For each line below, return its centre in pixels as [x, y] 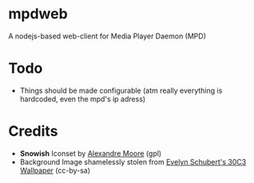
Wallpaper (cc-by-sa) [55, 170]
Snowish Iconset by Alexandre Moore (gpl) [91, 153]
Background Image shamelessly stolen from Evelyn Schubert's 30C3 [133, 161]
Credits [33, 131]
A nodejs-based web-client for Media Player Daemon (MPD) [107, 36]
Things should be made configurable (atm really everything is [121, 90]
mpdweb [38, 14]
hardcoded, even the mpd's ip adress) [83, 99]
